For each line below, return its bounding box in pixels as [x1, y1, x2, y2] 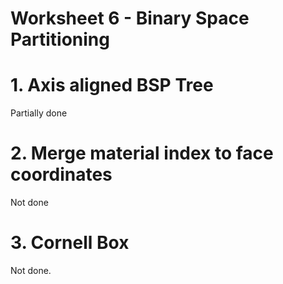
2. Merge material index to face [10, 142, 274, 165]
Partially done [10, 107, 68, 119]
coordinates [10, 163, 113, 186]
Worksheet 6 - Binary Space [10, 7, 250, 30]
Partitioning [10, 28, 110, 51]
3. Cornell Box [10, 232, 130, 254]
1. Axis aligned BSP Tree [10, 74, 214, 97]
